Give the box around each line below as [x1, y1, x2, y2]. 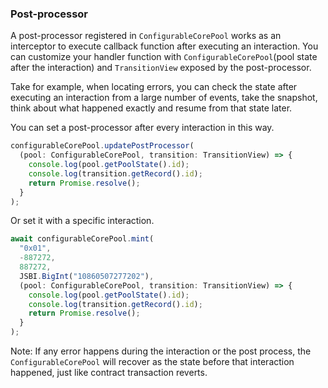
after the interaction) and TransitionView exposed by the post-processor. [10, 62, 312, 74]
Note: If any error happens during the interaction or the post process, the [10, 345, 312, 357]
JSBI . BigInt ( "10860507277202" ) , [19, 271, 155, 281]
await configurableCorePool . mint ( [10, 234, 155, 244]
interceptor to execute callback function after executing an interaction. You [10, 40, 319, 52]
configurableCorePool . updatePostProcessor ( [10, 141, 195, 151]
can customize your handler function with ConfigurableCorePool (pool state [10, 51, 318, 63]
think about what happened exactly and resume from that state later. [10, 102, 293, 114]
